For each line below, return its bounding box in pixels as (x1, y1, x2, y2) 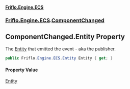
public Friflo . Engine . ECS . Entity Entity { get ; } (5, 56, 113, 61)
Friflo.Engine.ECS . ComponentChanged (5, 17, 105, 24)
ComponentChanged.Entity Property (5, 32, 125, 41)
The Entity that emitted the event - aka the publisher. (5, 46, 116, 52)
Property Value (5, 67, 38, 73)
